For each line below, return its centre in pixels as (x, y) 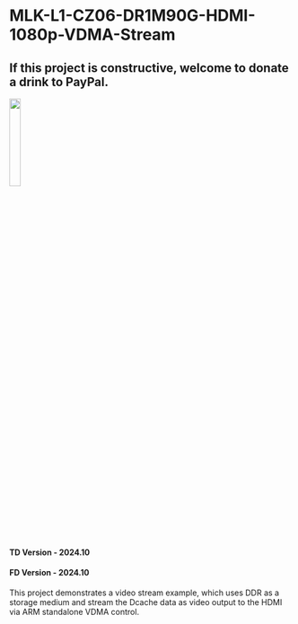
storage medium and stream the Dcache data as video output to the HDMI (146, 602)
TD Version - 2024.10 (50, 552)
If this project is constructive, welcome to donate (149, 68)
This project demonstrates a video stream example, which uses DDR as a (145, 593)
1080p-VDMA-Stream (92, 35)
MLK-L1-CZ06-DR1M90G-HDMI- (132, 16)
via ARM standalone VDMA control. (74, 611)
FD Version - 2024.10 (49, 573)
